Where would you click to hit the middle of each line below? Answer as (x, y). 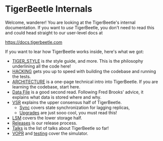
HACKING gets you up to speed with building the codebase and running (84, 71)
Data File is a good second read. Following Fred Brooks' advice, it (78, 92)
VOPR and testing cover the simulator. (50, 133)
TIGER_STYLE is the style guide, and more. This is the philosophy (78, 61)
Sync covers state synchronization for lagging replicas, (74, 107)
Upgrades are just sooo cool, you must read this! (68, 112)
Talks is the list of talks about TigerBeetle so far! (60, 128)
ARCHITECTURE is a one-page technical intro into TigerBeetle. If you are (85, 82)
